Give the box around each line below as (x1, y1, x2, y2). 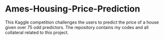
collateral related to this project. (5, 29, 69, 35)
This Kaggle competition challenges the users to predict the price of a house (5, 19, 159, 25)
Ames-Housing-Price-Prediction (5, 3, 141, 14)
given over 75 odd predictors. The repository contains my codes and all (5, 24, 149, 30)
